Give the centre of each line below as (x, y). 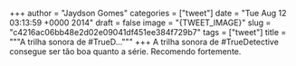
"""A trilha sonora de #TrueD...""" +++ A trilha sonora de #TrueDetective (144, 42)
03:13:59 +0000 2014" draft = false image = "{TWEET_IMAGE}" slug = (140, 23)
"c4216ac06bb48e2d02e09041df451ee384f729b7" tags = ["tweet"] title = (148, 32)
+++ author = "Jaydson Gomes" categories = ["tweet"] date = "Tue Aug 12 (148, 13)
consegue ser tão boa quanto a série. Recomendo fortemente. (125, 52)
